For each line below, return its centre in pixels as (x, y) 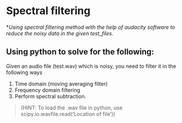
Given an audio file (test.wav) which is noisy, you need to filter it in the (91, 66)
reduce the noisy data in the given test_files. (60, 33)
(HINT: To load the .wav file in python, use (71, 108)
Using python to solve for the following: (80, 52)
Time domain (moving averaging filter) (61, 84)
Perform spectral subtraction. (50, 96)
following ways (24, 72)
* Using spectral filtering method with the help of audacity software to (91, 27)
